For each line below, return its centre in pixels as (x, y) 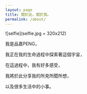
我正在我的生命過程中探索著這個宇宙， (45, 55)
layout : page (19, 10)
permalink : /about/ (26, 19)
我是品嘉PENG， (22, 44)
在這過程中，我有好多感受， (34, 65)
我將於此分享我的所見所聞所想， (38, 76)
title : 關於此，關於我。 (28, 15)
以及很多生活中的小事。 (29, 86)
